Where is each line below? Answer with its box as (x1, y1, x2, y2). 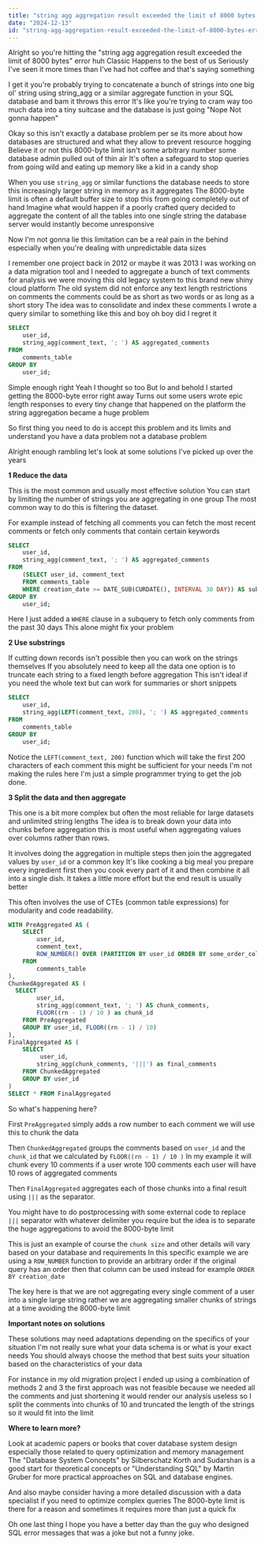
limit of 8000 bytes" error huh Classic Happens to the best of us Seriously (8, 56, 249, 66)
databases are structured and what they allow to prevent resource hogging (8, 137, 252, 147)
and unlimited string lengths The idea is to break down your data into (8, 816, 232, 826)
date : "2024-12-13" (8, 19, 73, 27)
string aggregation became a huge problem (8, 407, 150, 417)
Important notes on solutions (8, 1318, 105, 1328)
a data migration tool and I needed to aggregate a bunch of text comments (8, 267, 250, 276)
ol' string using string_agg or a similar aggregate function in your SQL (8, 88, 234, 98)
